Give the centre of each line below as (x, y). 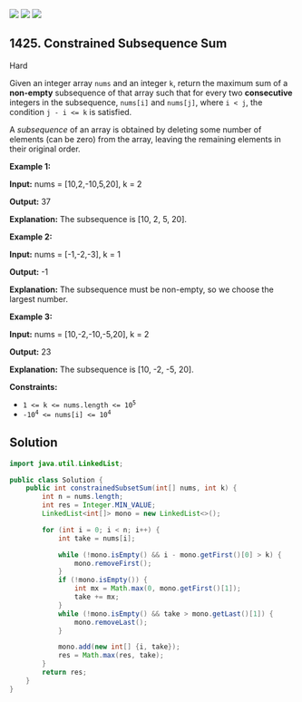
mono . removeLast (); (111, 622)
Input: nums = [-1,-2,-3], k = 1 (65, 254)
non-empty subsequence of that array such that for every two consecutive (151, 93)
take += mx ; (97, 597)
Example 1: (30, 166)
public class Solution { (56, 480)
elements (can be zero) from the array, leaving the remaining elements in (145, 139)
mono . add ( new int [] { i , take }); (119, 647)
